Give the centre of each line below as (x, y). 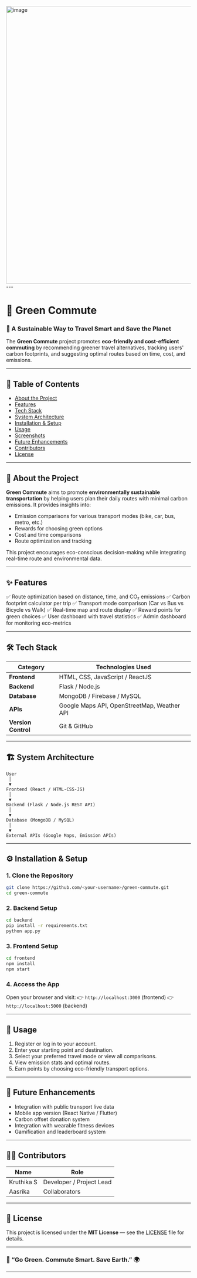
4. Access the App (33, 984)
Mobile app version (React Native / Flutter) (66, 1113)
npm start (18, 969)
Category (31, 667)
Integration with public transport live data (64, 1106)
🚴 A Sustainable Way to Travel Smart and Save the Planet (89, 329)
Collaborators (62, 1191)
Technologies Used (123, 667)
